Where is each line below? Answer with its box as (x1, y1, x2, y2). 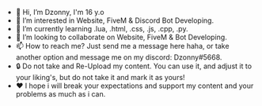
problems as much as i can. (15, 90, 106, 98)
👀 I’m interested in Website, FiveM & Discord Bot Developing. (15, 16, 215, 25)
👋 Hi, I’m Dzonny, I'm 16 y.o (15, 8, 104, 16)
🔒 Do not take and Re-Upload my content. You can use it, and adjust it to (15, 61, 252, 71)
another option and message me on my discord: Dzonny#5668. (15, 53, 222, 62)
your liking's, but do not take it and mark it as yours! (15, 73, 185, 82)
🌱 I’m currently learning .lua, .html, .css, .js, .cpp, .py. (15, 24, 188, 33)
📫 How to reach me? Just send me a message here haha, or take (15, 42, 230, 50)
